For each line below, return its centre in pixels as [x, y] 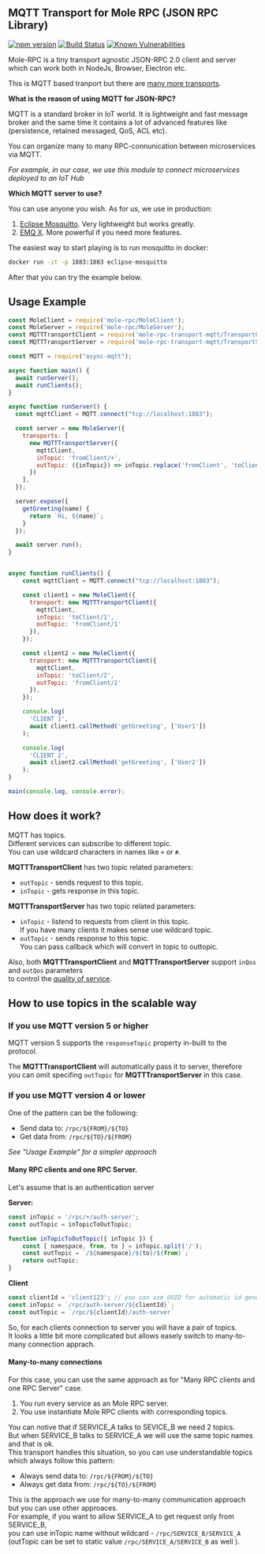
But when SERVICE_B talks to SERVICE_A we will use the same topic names [131, 1435]
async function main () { [49, 370]
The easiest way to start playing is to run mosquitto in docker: [108, 247]
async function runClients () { [60, 574]
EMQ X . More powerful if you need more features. [101, 232]
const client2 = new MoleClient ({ [79, 653]
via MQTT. [25, 154]
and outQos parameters [45, 970]
